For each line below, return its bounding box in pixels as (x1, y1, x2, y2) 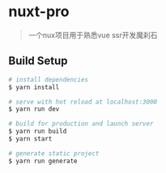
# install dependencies (8, 75, 89, 83)
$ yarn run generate (8, 157, 79, 165)
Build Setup (8, 54, 68, 68)
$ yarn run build (8, 128, 67, 136)
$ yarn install (8, 83, 60, 91)
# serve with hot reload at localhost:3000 (8, 98, 158, 106)
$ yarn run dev (8, 105, 60, 113)
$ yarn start (8, 135, 53, 143)
